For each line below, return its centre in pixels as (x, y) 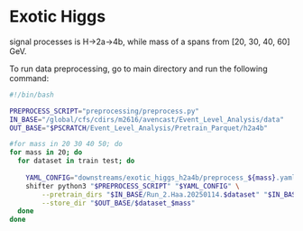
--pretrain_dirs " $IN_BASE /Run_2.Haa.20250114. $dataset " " (155, 194)
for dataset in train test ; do (76, 161)
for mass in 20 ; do (46, 152)
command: (29, 78)
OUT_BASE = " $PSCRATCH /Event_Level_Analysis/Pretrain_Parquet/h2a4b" (139, 128)
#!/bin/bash (32, 95)
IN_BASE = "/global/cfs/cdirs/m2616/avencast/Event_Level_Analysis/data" (147, 119)
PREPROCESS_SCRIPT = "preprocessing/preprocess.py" (105, 111)
